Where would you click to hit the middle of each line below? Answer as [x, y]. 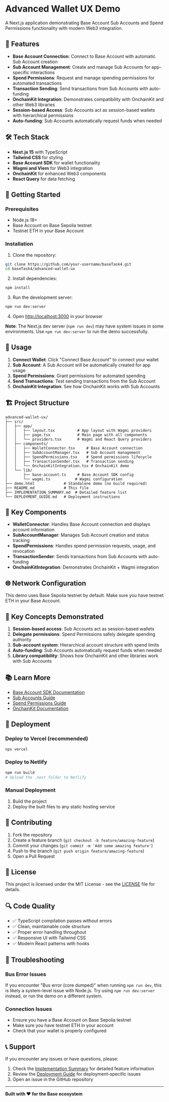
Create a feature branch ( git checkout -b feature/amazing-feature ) [83, 840]
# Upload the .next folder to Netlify [46, 777]
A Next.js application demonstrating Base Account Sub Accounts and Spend [84, 23]
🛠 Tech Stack [27, 137]
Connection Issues [29, 1009]
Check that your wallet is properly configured [59, 1031]
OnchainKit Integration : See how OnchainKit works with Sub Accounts [86, 386]
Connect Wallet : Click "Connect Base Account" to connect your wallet [86, 359]
